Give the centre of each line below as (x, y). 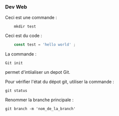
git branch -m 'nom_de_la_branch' (41, 109)
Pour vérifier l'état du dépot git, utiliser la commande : (60, 82)
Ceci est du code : (24, 36)
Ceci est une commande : (31, 18)
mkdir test (25, 27)
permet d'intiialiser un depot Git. (38, 72)
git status (16, 91)
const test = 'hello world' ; (45, 45)
